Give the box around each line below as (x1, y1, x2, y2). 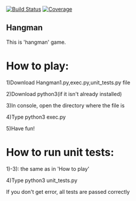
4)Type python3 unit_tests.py (6, 177, 78, 184)
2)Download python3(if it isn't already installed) (6, 90, 122, 97)
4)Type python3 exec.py (6, 113, 66, 120)
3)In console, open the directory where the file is (6, 101, 125, 109)
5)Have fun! (6, 125, 35, 132)
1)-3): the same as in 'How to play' (6, 165, 90, 172)
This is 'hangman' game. (6, 39, 66, 46)
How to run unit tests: (6, 145, 114, 159)
